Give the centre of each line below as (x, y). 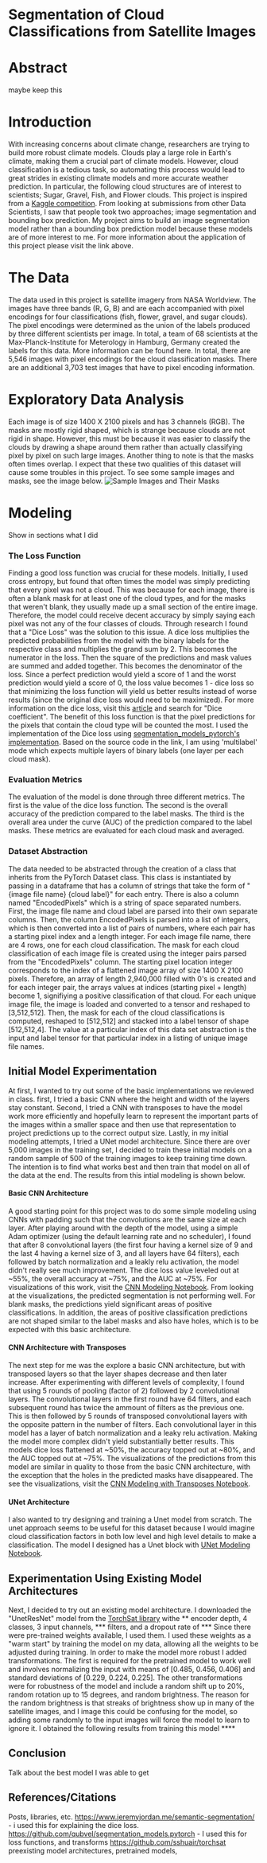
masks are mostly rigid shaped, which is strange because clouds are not (127, 430)
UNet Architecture (39, 1502)
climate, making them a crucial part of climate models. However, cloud (123, 162)
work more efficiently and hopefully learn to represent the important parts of (133, 1116)
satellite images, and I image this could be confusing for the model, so (123, 1711)
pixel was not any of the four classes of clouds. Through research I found (128, 624)
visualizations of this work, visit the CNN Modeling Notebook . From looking (131, 1287)
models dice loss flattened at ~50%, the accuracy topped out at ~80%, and (132, 1449)
